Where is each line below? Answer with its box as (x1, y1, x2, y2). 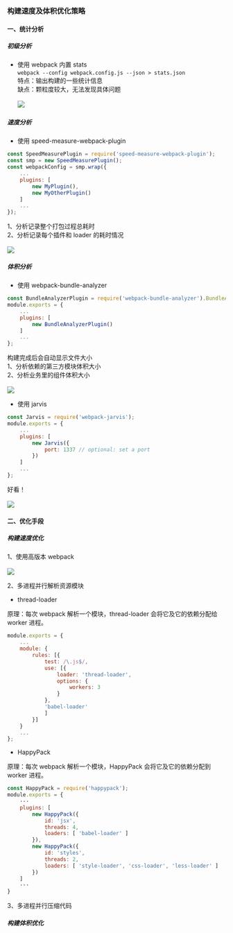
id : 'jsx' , (44, 817, 76, 824)
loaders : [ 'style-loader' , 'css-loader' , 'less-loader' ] (44, 862, 218, 869)
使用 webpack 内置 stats (17, 60, 87, 69)
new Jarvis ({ (32, 439, 70, 447)
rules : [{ (32, 652, 60, 659)
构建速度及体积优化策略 (7, 6, 85, 15)
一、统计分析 (7, 24, 44, 33)
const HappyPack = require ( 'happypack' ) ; (7, 785, 129, 792)
